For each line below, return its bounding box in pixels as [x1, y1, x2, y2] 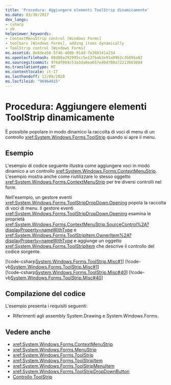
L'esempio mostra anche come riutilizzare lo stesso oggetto [5, 173, 131, 179]
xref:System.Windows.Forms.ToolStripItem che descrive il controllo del [5, 243, 155, 249]
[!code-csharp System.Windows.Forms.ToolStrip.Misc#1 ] [5, 258, 124, 264]
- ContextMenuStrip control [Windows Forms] [5, 36, 102, 41]
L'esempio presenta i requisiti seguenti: [5, 303, 88, 309]
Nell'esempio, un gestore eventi [5, 194, 72, 200]
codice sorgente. [5, 248, 41, 255]
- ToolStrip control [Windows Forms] [5, 46, 86, 51]
